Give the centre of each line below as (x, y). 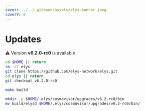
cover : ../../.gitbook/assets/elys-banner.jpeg (56, 10)
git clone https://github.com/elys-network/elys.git (61, 71)
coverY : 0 (16, 14)
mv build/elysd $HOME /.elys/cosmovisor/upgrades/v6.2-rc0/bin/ (73, 103)
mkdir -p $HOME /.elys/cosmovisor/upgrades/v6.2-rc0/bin (65, 99)
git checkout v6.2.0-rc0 (31, 80)
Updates (23, 39)
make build (17, 90)
